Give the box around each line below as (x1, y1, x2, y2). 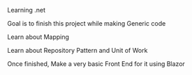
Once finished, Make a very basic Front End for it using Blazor (7, 60, 185, 68)
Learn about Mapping (7, 33, 70, 41)
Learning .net (7, 6, 46, 14)
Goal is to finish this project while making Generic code (7, 19, 166, 27)
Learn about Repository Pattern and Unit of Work (7, 47, 148, 54)
